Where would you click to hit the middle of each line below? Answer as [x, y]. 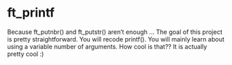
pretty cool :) [26, 54]
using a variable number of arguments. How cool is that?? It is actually [107, 46]
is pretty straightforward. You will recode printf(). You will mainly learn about [116, 39]
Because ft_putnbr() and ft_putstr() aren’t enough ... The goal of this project [115, 32]
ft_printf [31, 13]
